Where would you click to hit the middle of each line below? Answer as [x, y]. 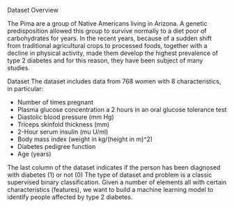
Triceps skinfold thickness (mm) [63, 124]
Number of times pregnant [55, 102]
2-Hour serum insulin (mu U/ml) [63, 132]
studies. [18, 68]
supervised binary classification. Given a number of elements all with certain [117, 182]
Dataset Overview [33, 10]
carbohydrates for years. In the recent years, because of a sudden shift [110, 38]
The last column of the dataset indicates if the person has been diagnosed [114, 167]
